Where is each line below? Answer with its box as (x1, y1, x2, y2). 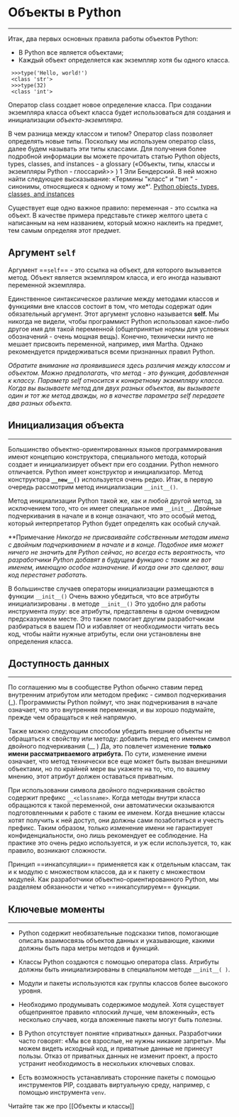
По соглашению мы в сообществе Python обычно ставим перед (8, 683, 203, 692)
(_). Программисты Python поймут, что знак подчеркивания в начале (8, 698, 218, 707)
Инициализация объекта (8, 420, 125, 432)
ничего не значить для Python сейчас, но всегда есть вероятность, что (8, 547, 226, 556)
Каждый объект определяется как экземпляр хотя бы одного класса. (18, 55, 230, 64)
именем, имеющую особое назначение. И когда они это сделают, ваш (8, 562, 224, 572)
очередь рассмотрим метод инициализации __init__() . (8, 482, 178, 491)
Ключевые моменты (8, 903, 105, 915)
